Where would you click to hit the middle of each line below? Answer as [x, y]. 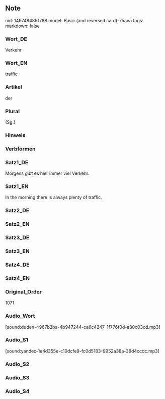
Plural [13, 111]
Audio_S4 [17, 391]
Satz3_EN [17, 251]
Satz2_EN [17, 224]
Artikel [14, 87]
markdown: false [23, 26]
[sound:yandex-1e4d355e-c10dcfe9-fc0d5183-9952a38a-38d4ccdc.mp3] [82, 351]
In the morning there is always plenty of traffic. [54, 197]
